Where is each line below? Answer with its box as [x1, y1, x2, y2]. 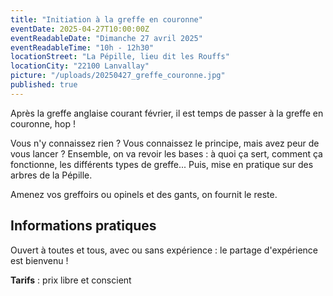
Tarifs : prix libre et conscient [10, 274, 132, 286]
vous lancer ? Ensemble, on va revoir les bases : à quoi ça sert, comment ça [10, 147, 323, 160]
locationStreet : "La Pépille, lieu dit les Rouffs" [10, 52, 230, 62]
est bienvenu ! [10, 254, 69, 266]
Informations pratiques [10, 217, 157, 235]
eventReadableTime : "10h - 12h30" [10, 42, 155, 53]
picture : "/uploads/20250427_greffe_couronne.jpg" [10, 71, 226, 81]
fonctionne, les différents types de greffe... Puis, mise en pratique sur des [10, 158, 314, 170]
